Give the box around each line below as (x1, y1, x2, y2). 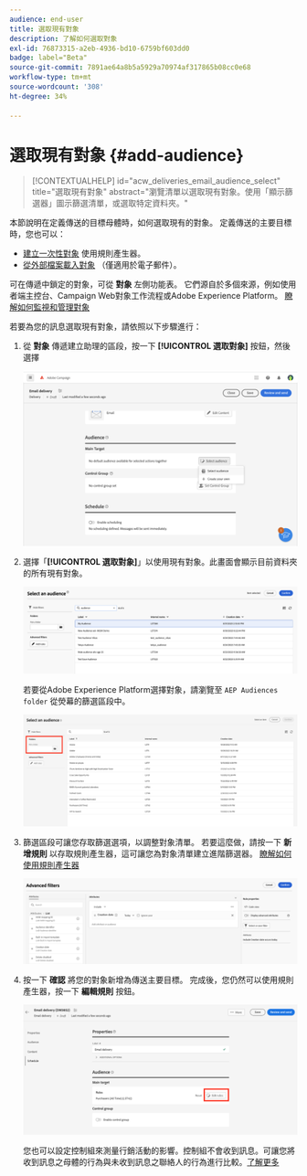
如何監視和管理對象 (16, 302, 90, 313)
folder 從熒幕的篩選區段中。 (22, 695, 131, 707)
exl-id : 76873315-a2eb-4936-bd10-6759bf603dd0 (9, 44, 190, 53)
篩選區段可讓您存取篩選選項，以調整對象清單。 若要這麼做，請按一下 (22, 837, 281, 848)
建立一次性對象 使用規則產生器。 (22, 248, 146, 260)
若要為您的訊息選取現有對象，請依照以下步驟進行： (9, 321, 202, 333)
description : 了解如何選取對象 (9, 34, 118, 43)
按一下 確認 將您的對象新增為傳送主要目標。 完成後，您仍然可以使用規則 (22, 974, 294, 986)
